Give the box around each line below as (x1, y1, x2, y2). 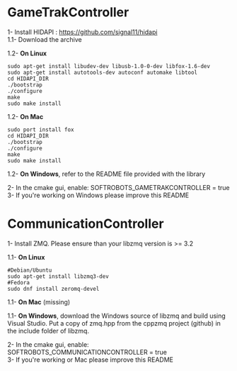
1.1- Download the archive (7, 35, 83, 43)
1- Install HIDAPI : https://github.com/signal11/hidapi (7, 28, 158, 36)
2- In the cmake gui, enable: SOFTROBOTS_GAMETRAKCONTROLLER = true (7, 183, 230, 192)
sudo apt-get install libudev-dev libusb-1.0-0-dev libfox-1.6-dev (7, 62, 211, 70)
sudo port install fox (7, 126, 74, 133)
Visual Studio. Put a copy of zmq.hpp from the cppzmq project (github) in (7, 319, 221, 327)
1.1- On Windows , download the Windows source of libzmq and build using (7, 311, 226, 320)
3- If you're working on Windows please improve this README (7, 191, 190, 199)
